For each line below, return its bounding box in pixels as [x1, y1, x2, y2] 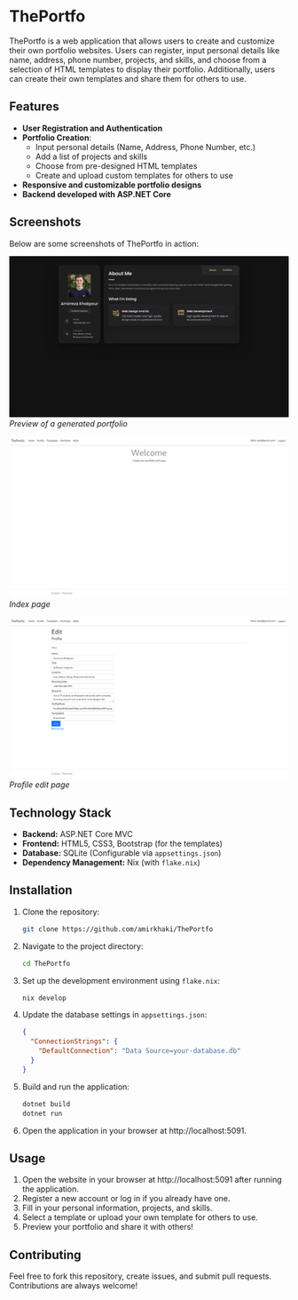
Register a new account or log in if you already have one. [21, 1193, 231, 1204]
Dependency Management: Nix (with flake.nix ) [21, 857, 201, 867]
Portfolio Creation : [21, 132, 91, 143]
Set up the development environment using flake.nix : [21, 975, 220, 985]
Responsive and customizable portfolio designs [21, 179, 202, 190]
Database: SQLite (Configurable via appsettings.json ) [21, 848, 222, 858]
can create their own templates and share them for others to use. [9, 73, 247, 84]
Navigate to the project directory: [21, 940, 144, 952]
